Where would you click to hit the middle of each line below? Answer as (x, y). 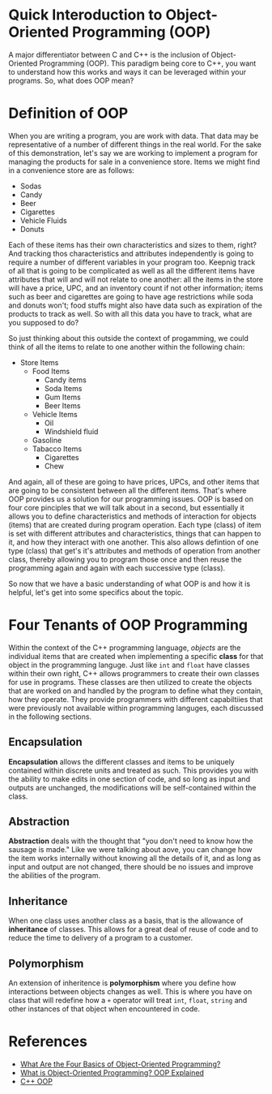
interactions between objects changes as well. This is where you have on (130, 992)
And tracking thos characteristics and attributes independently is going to (131, 253)
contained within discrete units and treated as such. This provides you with (134, 770)
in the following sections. (50, 717)
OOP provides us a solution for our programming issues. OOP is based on (131, 499)
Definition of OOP (68, 113)
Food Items (51, 371)
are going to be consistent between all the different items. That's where (127, 490)
